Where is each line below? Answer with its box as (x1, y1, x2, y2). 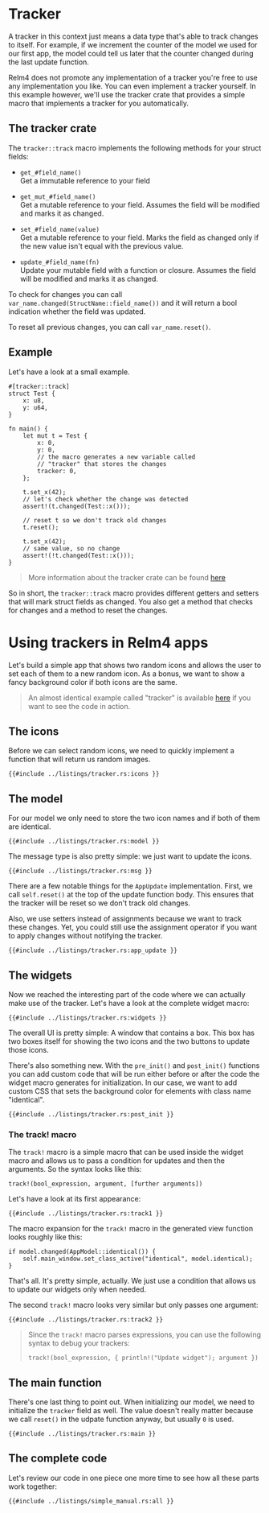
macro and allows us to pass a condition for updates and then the (8, 1156, 225, 1165)
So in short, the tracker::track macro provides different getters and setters (8, 588, 259, 598)
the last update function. (8, 57, 90, 67)
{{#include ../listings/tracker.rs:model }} (8, 838, 160, 846)
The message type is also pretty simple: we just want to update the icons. (8, 851, 252, 861)
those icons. (8, 1045, 50, 1054)
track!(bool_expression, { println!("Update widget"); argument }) (27, 1354, 259, 1363)
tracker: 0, (37, 467, 78, 475)
